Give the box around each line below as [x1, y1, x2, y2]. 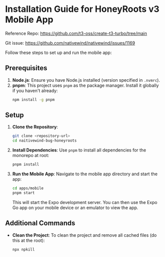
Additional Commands [5, 219, 76, 227]
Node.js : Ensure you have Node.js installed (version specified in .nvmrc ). [12, 77, 161, 83]
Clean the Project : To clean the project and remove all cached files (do [12, 232, 157, 238]
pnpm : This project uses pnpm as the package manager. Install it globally [12, 82, 159, 88]
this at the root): [12, 237, 45, 243]
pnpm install [12, 162, 40, 167]
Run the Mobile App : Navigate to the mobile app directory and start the [12, 171, 158, 177]
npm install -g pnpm [12, 97, 55, 102]
